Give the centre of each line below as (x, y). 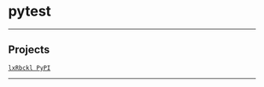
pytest (30, 11)
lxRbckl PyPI (29, 68)
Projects (29, 50)
